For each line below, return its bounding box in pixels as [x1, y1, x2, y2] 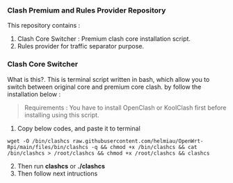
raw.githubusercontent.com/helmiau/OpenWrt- [72, 137, 204, 144]
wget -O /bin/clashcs [7, 137, 70, 144]
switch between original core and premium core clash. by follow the [7, 82, 202, 91]
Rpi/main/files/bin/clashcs [7, 143, 89, 150]
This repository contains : [7, 21, 81, 30]
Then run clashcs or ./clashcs [17, 162, 106, 170]
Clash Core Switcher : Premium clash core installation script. [17, 35, 191, 43]
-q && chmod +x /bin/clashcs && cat [91, 143, 198, 150]
